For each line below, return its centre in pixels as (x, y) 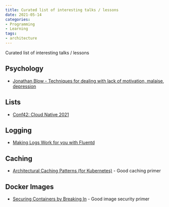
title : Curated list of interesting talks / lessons (62, 10)
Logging (18, 130)
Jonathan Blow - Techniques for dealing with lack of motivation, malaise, (88, 81)
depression (24, 86)
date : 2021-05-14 (24, 15)
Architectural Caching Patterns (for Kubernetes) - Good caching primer (87, 171)
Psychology (25, 69)
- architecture (21, 39)
